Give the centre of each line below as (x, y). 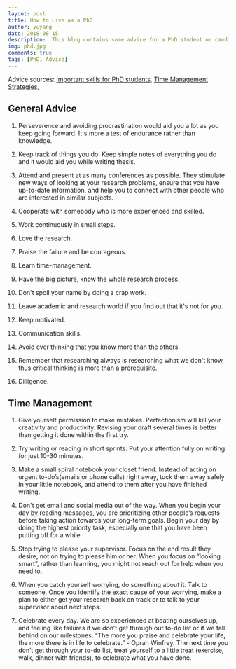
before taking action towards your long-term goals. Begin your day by (119, 520)
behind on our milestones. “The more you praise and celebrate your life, (122, 635)
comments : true (30, 53)
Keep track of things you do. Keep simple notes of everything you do (117, 154)
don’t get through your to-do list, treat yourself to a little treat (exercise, (121, 650)
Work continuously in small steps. (67, 224)
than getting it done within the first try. (73, 435)
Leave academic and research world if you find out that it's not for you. (120, 306)
